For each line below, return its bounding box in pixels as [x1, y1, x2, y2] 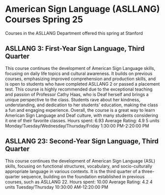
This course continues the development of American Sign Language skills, [5, 65, 156, 71]
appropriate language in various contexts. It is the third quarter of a [5, 168, 141, 174]
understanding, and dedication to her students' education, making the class [5, 102, 158, 108]
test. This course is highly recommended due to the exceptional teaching [5, 86, 153, 92]
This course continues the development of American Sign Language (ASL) [5, 158, 156, 163]
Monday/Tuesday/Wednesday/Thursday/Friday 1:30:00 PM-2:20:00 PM [5, 123, 149, 129]
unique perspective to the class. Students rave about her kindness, [5, 97, 141, 102]
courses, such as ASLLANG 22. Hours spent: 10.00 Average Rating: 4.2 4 [5, 179, 153, 185]
